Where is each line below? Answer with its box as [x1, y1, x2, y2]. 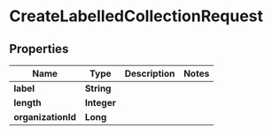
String [84, 82, 112, 94]
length [13, 97, 42, 109]
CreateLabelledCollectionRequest [9, 6, 264, 26]
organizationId [13, 111, 77, 123]
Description [124, 68, 175, 79]
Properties [9, 41, 69, 56]
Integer [84, 97, 117, 109]
